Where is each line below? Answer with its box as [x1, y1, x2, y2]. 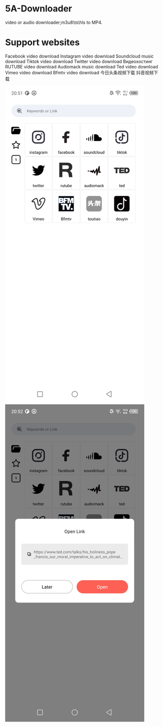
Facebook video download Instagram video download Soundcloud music [5, 53, 154, 59]
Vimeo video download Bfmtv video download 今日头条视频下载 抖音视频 [5, 69, 154, 75]
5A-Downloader [5, 3, 72, 14]
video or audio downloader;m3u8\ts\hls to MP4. [5, 19, 103, 25]
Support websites [5, 37, 80, 48]
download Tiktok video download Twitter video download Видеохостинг [5, 58, 153, 64]
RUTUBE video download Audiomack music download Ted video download [5, 63, 159, 69]
